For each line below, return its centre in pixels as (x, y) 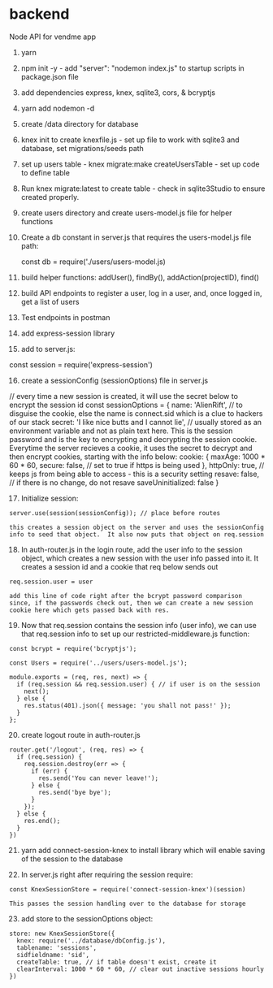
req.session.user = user (51, 582)
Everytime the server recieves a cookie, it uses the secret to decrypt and (131, 448)
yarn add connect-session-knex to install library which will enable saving (143, 850)
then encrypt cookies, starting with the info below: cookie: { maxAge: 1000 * (137, 457)
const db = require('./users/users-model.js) (93, 262)
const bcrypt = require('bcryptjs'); (73, 648)
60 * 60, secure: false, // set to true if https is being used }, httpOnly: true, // (137, 465)
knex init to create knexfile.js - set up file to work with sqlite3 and (130, 140)
